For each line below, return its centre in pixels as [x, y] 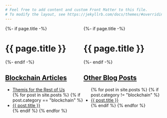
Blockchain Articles [36, 78]
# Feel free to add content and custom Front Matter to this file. [77, 10]
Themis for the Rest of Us [39, 90]
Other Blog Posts [110, 78]
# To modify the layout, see [35, 14]
